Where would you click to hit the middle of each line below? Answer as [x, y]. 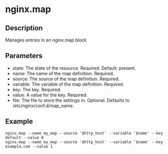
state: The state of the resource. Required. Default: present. [74, 68]
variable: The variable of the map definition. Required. [68, 84]
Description [24, 28]
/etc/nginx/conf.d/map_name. [43, 106]
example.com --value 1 [29, 146]
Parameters [24, 56]
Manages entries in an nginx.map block [46, 40]
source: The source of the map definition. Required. [66, 79]
